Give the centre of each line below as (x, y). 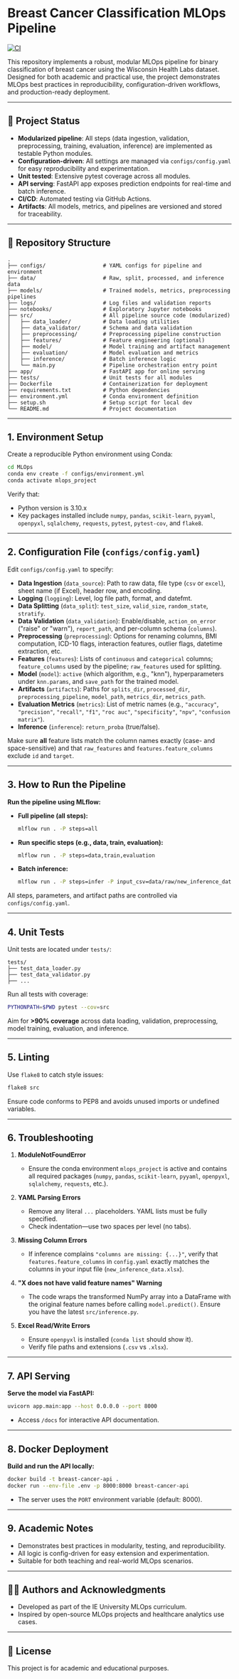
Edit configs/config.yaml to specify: (60, 569)
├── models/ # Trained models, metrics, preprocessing (119, 290)
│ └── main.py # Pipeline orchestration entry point (113, 365)
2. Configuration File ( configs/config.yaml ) (104, 552)
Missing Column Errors (52, 1241)
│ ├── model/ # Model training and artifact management (119, 347)
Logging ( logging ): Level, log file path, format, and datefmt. (105, 598)
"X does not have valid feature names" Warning (90, 1283)
